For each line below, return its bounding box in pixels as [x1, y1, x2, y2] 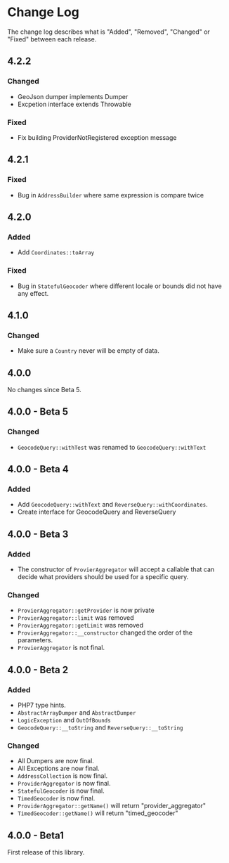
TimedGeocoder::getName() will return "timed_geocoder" [17, 809, 178, 817]
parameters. [17, 636, 53, 644]
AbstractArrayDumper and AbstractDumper [17, 708, 136, 717]
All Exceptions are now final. [17, 764, 100, 773]
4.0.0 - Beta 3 [7, 528, 69, 540]
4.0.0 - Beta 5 [7, 405, 69, 418]
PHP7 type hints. [17, 701, 67, 710]
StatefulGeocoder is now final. [17, 786, 105, 795]
